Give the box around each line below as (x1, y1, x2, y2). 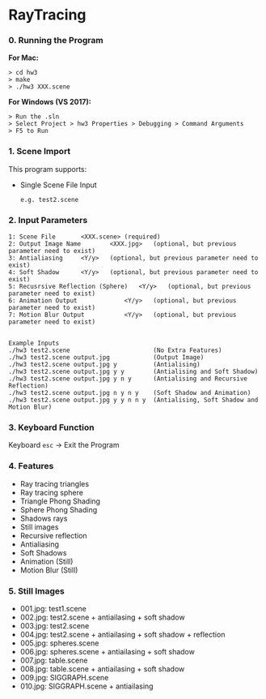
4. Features (8, 461, 54, 472)
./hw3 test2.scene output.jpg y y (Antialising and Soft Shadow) (8, 367, 259, 376)
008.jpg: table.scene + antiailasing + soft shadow (19, 663, 185, 674)
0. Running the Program (8, 35, 103, 46)
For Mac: (8, 53, 39, 62)
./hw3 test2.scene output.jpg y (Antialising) (8, 361, 201, 369)
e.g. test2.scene (19, 195, 79, 204)
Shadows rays (19, 513, 68, 523)
